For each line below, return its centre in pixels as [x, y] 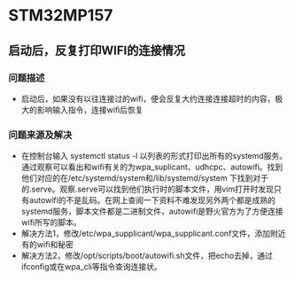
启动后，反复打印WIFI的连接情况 [97, 50]
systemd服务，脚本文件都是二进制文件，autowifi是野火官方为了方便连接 [152, 211]
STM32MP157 [61, 16]
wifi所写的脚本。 [51, 222]
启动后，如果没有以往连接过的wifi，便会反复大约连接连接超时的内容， [148, 98]
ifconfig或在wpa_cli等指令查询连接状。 [91, 267]
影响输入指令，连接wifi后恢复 [90, 109]
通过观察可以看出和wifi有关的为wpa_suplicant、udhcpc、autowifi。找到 [152, 167]
